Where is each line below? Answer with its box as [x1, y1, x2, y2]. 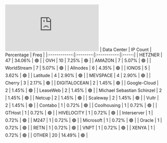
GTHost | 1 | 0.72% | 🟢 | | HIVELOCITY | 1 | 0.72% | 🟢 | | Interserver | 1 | [5, 110, 153, 116]
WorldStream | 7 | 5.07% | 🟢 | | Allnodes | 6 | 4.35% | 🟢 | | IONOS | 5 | [5, 65, 151, 71]
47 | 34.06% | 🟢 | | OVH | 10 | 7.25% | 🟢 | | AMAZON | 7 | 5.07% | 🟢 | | [5, 57, 151, 63]
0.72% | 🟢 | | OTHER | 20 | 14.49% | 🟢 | [5, 132, 88, 138]
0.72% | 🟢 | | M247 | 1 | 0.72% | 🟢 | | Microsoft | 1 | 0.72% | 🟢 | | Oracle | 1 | [5, 117, 162, 123]
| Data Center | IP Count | [99, 47, 152, 52]
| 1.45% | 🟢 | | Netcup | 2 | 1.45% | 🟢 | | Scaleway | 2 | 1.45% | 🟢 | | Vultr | [5, 95, 159, 101]
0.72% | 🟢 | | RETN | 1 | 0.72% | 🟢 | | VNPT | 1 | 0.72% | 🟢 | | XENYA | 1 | [5, 125, 156, 131]
